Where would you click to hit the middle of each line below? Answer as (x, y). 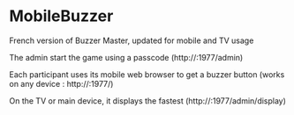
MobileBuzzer (61, 16)
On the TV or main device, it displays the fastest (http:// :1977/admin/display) (148, 101)
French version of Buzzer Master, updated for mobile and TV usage (132, 40)
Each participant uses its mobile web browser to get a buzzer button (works (147, 74)
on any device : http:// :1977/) (61, 83)
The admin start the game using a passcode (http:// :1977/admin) (126, 57)
